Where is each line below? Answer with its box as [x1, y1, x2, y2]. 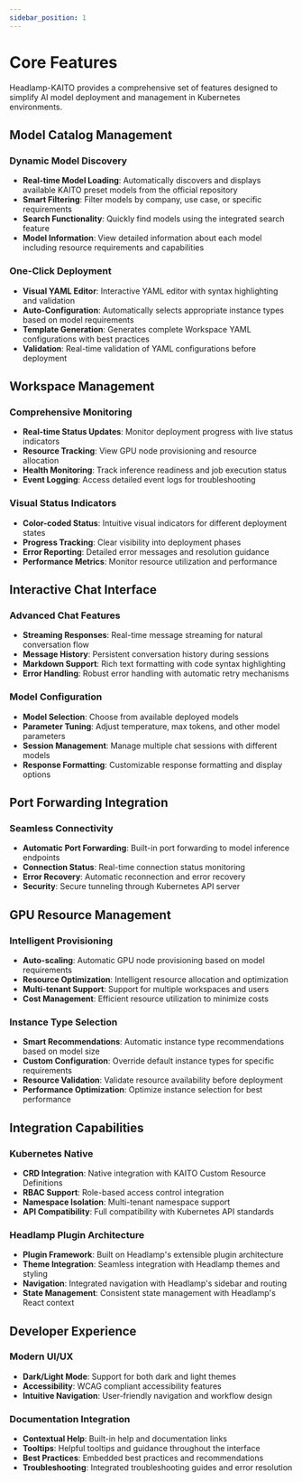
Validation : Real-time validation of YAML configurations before [22, 342, 257, 353]
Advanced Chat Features [9, 609, 121, 622]
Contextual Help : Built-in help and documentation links [22, 1433, 228, 1444]
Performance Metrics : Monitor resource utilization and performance [22, 556, 278, 567]
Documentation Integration [9, 1412, 131, 1425]
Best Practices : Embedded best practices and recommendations [22, 1452, 264, 1464]
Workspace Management [9, 379, 155, 394]
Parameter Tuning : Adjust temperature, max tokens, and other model [22, 720, 280, 732]
